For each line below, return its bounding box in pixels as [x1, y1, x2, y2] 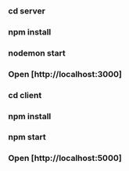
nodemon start [8, 47, 66, 58]
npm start [8, 132, 47, 143]
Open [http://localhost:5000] [8, 153, 123, 164]
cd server [8, 5, 45, 16]
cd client [8, 89, 42, 100]
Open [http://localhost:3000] [8, 68, 123, 79]
